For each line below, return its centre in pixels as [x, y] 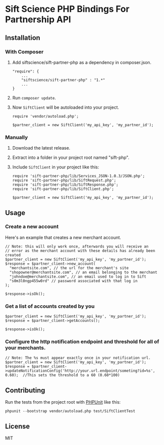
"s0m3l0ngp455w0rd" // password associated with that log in [74, 281]
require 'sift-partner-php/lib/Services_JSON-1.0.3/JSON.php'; [79, 176]
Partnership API [38, 19]
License [17, 426]
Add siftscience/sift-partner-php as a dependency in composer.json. [82, 62]
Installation [23, 38]
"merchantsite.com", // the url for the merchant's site [69, 268]
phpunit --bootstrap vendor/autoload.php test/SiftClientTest [70, 411]
